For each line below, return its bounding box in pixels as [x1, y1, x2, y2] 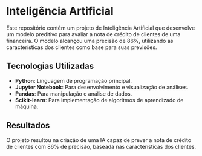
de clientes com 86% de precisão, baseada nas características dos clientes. [6, 143, 197, 150]
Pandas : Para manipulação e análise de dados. [15, 89, 132, 97]
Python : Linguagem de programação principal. [15, 77, 132, 84]
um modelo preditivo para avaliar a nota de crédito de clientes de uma [6, 30, 181, 37]
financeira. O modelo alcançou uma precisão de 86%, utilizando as [6, 37, 174, 44]
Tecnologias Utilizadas [6, 61, 94, 71]
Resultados [6, 120, 50, 131]
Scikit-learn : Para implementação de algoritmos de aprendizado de [15, 96, 184, 103]
